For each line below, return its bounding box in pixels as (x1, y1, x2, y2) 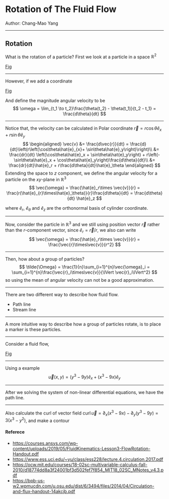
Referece (5, 429, 25, 435)
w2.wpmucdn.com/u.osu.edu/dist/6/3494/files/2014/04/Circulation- (12, 483, 155, 489)
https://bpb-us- (12, 477, 45, 483)
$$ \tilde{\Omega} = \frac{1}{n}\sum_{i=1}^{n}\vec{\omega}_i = (19, 264, 150, 270)
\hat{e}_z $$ (76, 195, 102, 201)
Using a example (5, 365, 40, 371)
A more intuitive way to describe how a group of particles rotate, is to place (5, 321, 161, 327)
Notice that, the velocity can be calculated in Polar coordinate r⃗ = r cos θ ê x (5, 125, 162, 133)
